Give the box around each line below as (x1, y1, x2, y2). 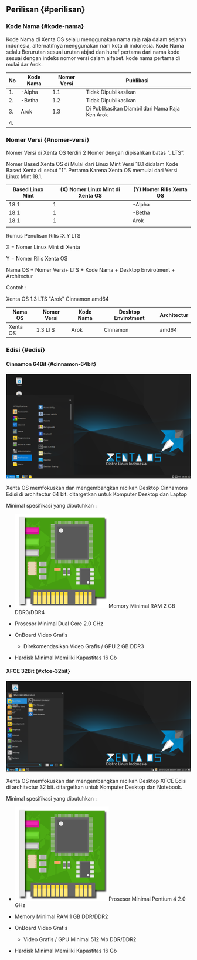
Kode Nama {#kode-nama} (6, 22, 84, 31)
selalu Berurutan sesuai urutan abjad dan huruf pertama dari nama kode (6, 48, 180, 55)
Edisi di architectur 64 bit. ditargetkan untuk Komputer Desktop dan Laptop (6, 491, 188, 498)
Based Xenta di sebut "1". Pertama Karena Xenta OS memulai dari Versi (6, 166, 178, 174)
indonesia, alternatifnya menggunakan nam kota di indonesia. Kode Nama (6, 42, 184, 49)
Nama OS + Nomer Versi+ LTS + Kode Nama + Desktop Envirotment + (6, 266, 175, 273)
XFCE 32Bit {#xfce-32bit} (6, 668, 70, 675)
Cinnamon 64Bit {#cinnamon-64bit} (6, 360, 97, 367)
